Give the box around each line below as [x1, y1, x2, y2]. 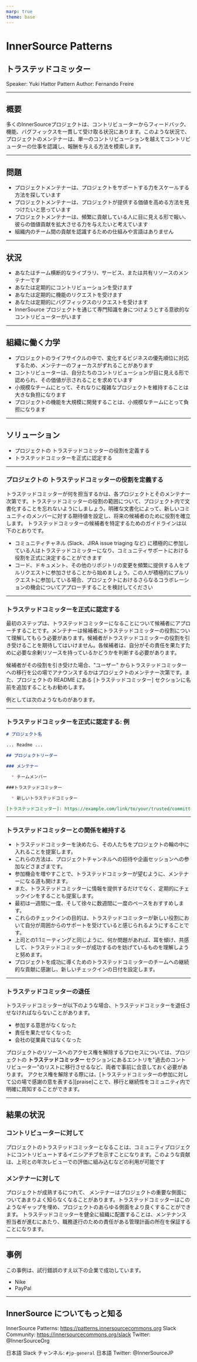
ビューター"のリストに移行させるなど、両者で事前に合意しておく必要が [11, 1063, 183, 1070]
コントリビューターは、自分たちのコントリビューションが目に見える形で [14, 369, 189, 376]
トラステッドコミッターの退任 [6, 987, 90, 995]
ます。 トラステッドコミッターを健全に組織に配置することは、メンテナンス [6, 1211, 186, 1218]
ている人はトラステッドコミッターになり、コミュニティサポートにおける [14, 547, 189, 554]
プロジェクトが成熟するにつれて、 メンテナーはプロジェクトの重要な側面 [6, 1189, 182, 1196]
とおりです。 [16, 527, 47, 534]
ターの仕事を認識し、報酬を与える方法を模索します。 [16, 143, 145, 150]
